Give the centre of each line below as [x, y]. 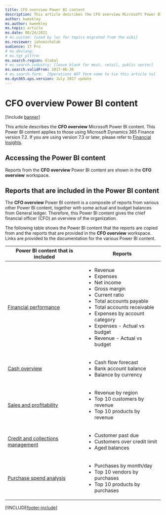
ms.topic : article [24, 28]
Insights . [14, 142]
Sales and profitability [33, 405]
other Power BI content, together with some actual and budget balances [78, 208]
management [23, 445]
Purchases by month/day [124, 466]
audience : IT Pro [23, 47]
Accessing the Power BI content [55, 158]
